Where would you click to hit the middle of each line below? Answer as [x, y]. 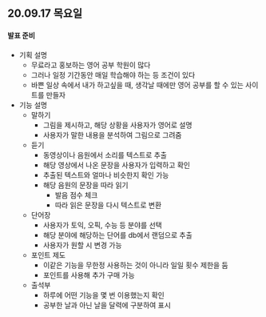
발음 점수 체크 [76, 195]
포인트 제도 [48, 255]
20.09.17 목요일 [45, 14]
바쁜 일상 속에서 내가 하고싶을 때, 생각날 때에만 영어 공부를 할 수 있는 [137, 85]
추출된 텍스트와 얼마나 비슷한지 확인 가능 [106, 175]
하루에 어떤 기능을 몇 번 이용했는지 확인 [103, 295]
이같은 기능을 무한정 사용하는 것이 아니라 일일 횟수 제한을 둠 [135, 265]
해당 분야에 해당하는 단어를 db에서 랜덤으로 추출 [117, 235]
